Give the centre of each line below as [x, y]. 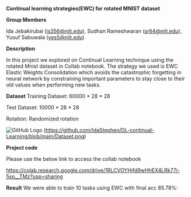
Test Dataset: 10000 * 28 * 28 [43, 107]
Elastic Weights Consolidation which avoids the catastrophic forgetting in [94, 72]
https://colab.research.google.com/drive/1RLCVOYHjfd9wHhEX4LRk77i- [93, 170]
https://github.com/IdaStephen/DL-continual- [100, 130]
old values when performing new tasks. [53, 85]
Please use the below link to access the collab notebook [74, 159]
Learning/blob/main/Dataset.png [45, 136]
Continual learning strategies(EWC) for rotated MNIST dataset [83, 8]
